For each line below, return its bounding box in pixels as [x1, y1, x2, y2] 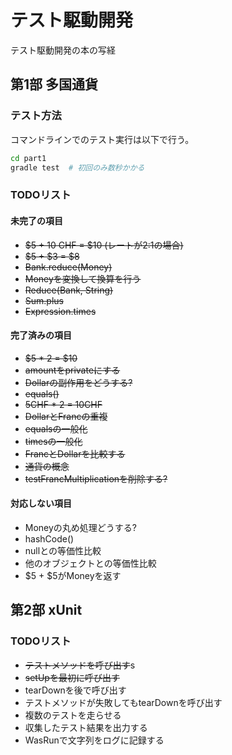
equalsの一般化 [24, 422, 88, 435]
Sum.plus [24, 294, 64, 306]
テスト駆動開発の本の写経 [10, 44, 116, 56]
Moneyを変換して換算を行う [24, 272, 142, 285]
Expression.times [24, 305, 97, 317]
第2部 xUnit [10, 602, 83, 619]
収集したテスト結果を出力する [24, 721, 148, 733]
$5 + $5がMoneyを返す [24, 569, 122, 581]
